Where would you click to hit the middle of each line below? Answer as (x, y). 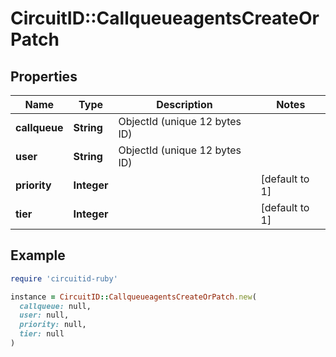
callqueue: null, (55, 306)
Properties (44, 76)
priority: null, (53, 325)
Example (38, 255)
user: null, (44, 315)
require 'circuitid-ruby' (64, 278)
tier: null (42, 334)
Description (184, 104)
